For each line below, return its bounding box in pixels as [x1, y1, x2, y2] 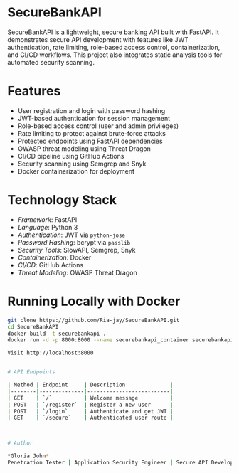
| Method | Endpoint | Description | [7, 381, 174, 388]
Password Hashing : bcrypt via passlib [17, 238, 131, 246]
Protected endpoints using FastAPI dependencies [17, 137, 163, 145]
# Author [7, 440, 33, 447]
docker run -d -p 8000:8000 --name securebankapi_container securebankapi [7, 336, 234, 344]
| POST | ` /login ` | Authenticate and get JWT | [7, 408, 174, 415]
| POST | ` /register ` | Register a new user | [7, 401, 174, 408]
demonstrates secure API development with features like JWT [7, 35, 188, 43]
